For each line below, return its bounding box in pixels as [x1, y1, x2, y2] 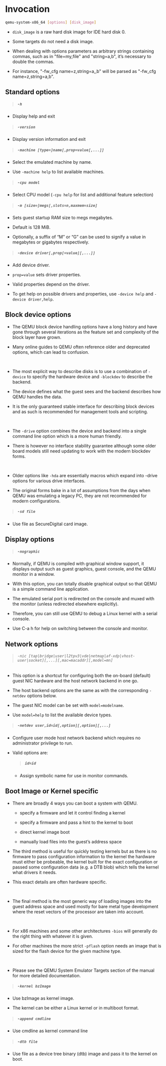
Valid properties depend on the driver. [12, 281, 90, 287]
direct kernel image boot [19, 829, 70, 835]
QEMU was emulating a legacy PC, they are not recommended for [12, 493, 147, 499]
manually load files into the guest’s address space [19, 838, 122, 844]
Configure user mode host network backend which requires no [12, 735, 141, 741]
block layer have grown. [12, 334, 61, 340]
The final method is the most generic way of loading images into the [12, 898, 152, 904]
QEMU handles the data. [12, 393, 62, 400]
